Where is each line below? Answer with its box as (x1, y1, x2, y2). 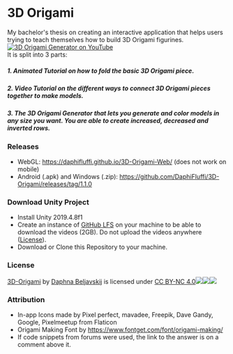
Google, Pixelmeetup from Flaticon (17, 318, 117, 326)
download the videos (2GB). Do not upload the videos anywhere (17, 228, 202, 236)
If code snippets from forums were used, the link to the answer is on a (17, 332, 219, 341)
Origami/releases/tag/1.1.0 (17, 180, 93, 188)
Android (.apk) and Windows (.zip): (17, 173, 119, 181)
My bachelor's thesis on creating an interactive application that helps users (7, 28, 223, 36)
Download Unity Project (7, 197, 89, 207)
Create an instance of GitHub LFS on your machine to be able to (17, 220, 202, 229)
